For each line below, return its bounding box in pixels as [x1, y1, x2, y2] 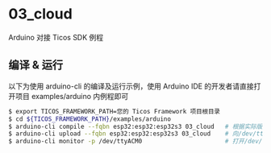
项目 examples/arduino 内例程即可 [15, 91, 129, 101]
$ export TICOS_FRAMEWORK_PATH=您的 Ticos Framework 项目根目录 [8, 107, 220, 115]
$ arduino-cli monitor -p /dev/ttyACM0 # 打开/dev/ [8, 138, 263, 146]
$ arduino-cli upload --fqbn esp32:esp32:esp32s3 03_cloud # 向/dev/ [8, 130, 256, 138]
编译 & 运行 [8, 58, 64, 72]
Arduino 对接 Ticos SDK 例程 [8, 32, 104, 42]
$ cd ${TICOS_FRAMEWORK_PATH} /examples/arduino [8, 114, 172, 123]
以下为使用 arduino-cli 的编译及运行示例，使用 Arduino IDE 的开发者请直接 [8, 81, 254, 91]
